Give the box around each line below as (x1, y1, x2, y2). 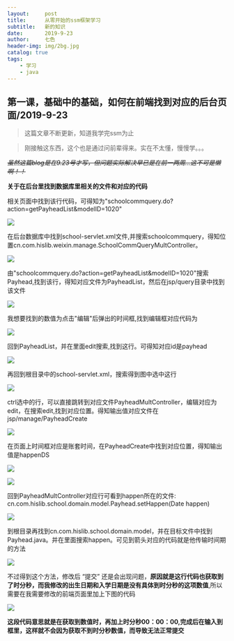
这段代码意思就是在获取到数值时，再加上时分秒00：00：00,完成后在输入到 (7, 618, 223, 626)
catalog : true (7, 50, 49, 56)
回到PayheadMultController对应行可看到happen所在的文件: (7, 492, 176, 500)
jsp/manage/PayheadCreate (7, 414, 88, 423)
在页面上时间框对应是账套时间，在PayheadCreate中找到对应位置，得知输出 (7, 442, 223, 451)
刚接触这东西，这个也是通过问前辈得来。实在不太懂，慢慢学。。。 (24, 144, 208, 152)
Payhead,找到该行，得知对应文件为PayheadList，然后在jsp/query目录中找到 (7, 278, 225, 286)
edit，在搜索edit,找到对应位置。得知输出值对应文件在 (7, 407, 159, 415)
